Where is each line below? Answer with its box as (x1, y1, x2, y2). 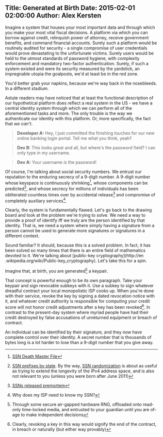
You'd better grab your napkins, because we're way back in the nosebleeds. (5, 80, 158, 86)
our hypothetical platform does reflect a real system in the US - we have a (5, 100, 153, 106)
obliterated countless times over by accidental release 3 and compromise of (5, 191, 155, 197)
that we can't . (5, 121, 33, 126)
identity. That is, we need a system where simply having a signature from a (5, 223, 155, 228)
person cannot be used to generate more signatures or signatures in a (5, 228, 145, 234)
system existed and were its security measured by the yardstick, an (5, 66, 140, 71)
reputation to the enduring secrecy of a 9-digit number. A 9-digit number (5, 174, 150, 179)
